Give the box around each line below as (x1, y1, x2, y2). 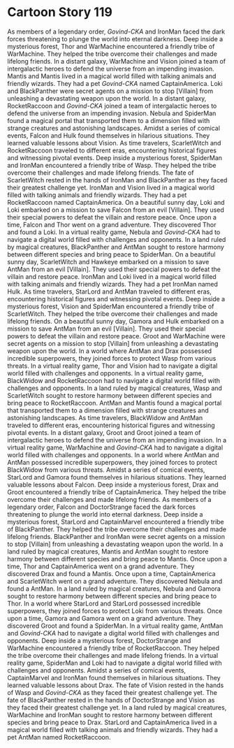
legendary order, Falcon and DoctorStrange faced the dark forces (7, 503, 196, 511)
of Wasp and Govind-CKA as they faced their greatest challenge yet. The (7, 688, 218, 696)
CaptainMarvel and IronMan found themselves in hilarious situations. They (7, 673, 221, 682)
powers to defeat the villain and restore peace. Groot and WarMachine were (7, 331, 226, 340)
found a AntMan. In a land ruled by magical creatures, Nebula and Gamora (7, 584, 221, 593)
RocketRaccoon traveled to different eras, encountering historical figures (7, 146, 217, 154)
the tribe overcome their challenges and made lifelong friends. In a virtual (7, 651, 219, 659)
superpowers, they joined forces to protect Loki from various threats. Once (7, 606, 223, 615)
